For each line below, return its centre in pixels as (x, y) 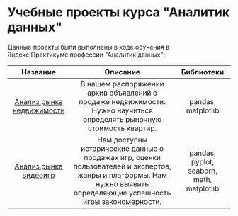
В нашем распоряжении (122, 84)
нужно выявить (122, 183)
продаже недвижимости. (123, 101)
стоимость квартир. (122, 128)
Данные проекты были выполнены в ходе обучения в (89, 47)
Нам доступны (122, 140)
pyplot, (203, 161)
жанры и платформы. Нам (123, 175)
